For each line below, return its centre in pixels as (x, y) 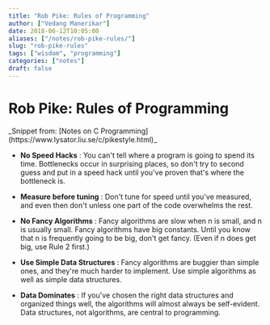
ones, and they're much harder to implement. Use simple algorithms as (138, 271)
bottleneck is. (43, 181)
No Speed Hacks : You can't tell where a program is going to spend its (137, 155)
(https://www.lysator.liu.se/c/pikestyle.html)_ (83, 139)
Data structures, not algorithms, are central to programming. (120, 312)
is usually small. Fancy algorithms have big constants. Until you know (135, 229)
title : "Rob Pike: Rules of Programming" (79, 16)
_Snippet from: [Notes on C (54, 131)
